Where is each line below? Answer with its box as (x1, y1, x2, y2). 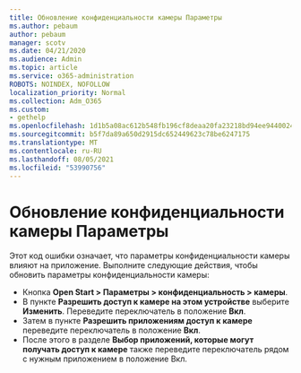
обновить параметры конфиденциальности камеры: (9, 270, 211, 281)
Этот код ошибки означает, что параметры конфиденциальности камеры (9, 250, 290, 261)
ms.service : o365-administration (9, 72, 134, 81)
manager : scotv (9, 38, 66, 48)
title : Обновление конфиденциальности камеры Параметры (9, 13, 222, 22)
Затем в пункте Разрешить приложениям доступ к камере (21, 316, 253, 326)
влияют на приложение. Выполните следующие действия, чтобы (9, 260, 258, 271)
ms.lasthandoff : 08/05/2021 (9, 154, 115, 164)
